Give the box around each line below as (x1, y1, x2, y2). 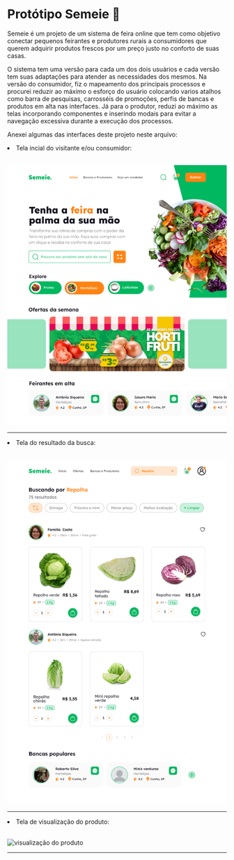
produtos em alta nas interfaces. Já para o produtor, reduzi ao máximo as (7, 102, 218, 110)
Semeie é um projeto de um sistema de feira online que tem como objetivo (7, 29, 221, 38)
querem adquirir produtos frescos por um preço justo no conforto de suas (7, 44, 219, 52)
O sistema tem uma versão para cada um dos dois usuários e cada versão (7, 65, 220, 73)
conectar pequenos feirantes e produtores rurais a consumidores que (7, 36, 207, 45)
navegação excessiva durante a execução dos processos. (7, 116, 174, 125)
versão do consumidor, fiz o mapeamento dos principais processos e (7, 79, 206, 88)
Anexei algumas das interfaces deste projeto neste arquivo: (7, 130, 178, 139)
